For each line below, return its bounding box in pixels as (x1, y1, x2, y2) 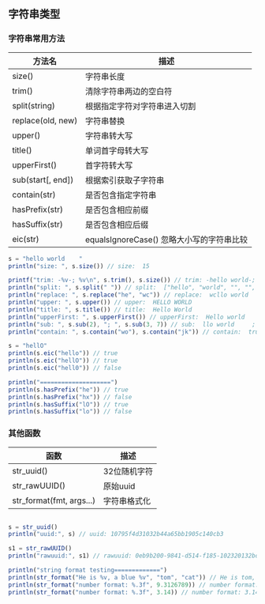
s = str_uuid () (8, 523, 58, 531)
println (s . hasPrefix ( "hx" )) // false (8, 393, 132, 401)
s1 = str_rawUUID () (8, 545, 73, 553)
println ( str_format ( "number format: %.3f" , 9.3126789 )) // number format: (8, 580, 259, 589)
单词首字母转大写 (85, 145, 149, 156)
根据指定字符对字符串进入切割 (85, 100, 196, 111)
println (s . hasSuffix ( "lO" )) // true (8, 400, 129, 409)
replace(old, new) (12, 115, 78, 126)
